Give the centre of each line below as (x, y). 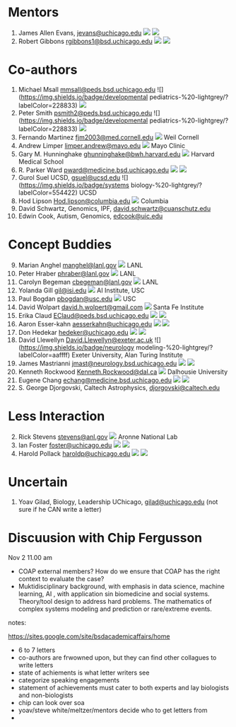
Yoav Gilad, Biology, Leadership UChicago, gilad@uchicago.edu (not (118, 502)
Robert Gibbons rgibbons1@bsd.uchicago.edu (85, 41)
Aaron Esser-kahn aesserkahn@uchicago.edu (85, 324)
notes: (17, 622)
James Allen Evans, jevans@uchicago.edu (80, 33)
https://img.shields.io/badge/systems (75, 185)
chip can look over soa (51, 702)
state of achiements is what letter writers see (84, 672)
